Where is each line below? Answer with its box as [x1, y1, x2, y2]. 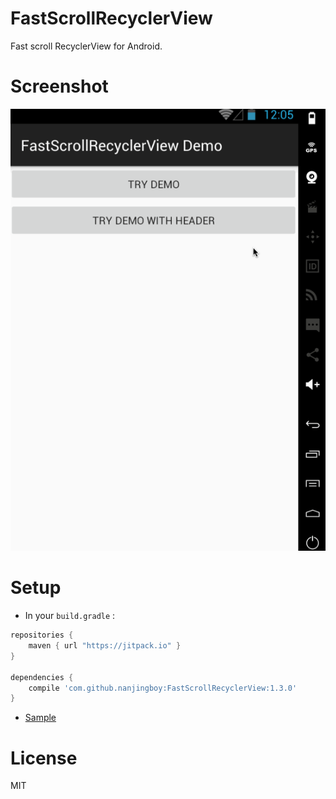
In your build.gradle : [24, 610, 116, 622]
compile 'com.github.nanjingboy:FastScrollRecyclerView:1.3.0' [28, 683, 298, 693]
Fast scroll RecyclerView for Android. [10, 40, 163, 52]
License [10, 747, 78, 769]
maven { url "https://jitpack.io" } [28, 641, 182, 651]
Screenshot [10, 75, 109, 98]
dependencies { [10, 672, 74, 682]
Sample [24, 712, 57, 724]
